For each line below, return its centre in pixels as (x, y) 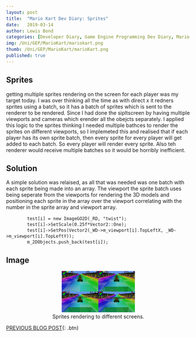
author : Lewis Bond (30, 31)
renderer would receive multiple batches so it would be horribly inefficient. (96, 150)
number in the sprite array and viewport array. (61, 207)
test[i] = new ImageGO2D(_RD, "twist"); (77, 219)
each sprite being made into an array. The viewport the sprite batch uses (94, 189)
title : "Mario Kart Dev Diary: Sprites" (57, 18)
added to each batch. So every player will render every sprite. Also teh (91, 144)
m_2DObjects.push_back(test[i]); (68, 242)
